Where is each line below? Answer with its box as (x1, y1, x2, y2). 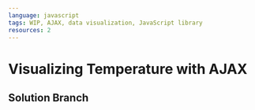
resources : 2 (8, 26, 51, 34)
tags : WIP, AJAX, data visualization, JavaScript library (8, 19, 203, 27)
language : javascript (8, 11, 80, 20)
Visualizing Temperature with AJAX (8, 60, 248, 78)
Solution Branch (8, 91, 89, 104)
